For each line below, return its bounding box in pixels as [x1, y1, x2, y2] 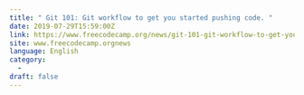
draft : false [9, 72, 59, 81]
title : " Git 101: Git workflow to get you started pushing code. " [9, 13, 273, 23]
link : [9, 30, 30, 39]
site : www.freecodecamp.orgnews [9, 38, 131, 48]
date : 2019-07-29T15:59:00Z [9, 22, 116, 31]
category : [9, 55, 47, 64]
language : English [9, 47, 79, 56]
